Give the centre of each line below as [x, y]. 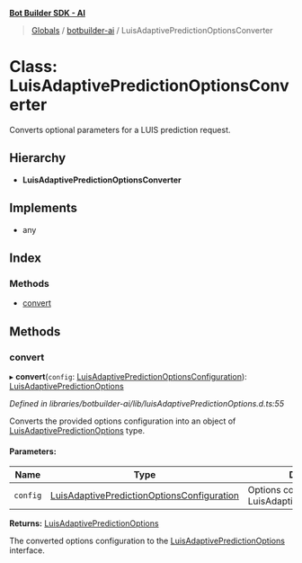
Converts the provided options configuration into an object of [123, 421]
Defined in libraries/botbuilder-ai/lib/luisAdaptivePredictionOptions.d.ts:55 [147, 403]
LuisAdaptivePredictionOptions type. [77, 430]
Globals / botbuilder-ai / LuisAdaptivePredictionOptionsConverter [152, 30]
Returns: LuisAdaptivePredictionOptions [84, 523]
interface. [27, 550]
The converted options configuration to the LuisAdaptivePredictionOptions [147, 541]
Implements [44, 208]
